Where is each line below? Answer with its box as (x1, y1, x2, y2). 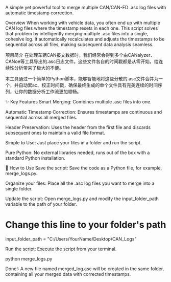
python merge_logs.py (5, 255, 53, 262)
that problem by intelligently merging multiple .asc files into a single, (5, 31, 149, 36)
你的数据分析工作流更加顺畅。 (18, 89, 82, 94)
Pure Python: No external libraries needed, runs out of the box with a (5, 149, 150, 156)
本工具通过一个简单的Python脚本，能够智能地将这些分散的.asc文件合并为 (5, 76, 159, 81)
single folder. (5, 186, 33, 191)
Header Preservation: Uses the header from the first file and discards (5, 124, 151, 130)
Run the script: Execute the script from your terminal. (5, 246, 117, 252)
